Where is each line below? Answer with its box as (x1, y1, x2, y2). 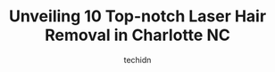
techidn (123, 54, 152, 65)
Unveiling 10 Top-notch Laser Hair (8, 6, 267, 27)
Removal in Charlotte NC (45, 25, 230, 45)
